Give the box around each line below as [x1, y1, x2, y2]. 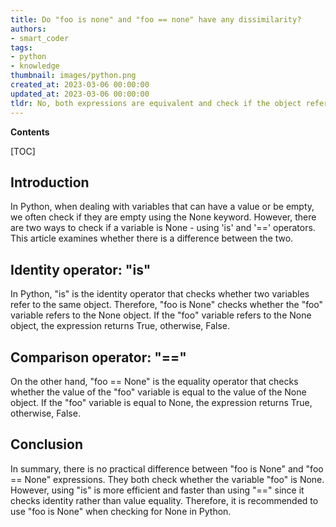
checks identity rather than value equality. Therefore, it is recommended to [10, 494, 319, 506]
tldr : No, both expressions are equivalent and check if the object [10, 98, 302, 108]
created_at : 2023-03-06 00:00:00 [10, 80, 150, 90]
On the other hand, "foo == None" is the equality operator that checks [10, 375, 299, 387]
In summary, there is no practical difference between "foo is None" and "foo [10, 462, 324, 475]
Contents [10, 126, 50, 138]
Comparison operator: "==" [10, 349, 187, 366]
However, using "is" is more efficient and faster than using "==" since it [10, 484, 305, 496]
